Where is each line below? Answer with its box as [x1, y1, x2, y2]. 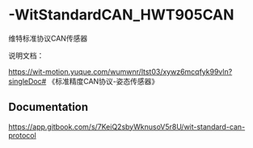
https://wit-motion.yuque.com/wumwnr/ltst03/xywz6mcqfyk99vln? [8, 66, 233, 76]
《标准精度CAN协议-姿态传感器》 [48, 76, 159, 86]
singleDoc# [8, 76, 47, 86]
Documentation [8, 100, 89, 114]
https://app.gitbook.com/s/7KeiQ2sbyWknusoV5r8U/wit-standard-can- [8, 121, 246, 131]
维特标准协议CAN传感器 [8, 33, 88, 43]
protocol [8, 130, 36, 140]
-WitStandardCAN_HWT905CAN [8, 6, 234, 24]
